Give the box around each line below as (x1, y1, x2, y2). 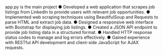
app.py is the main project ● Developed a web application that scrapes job (5, 4, 155, 10)
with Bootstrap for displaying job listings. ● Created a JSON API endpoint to (5, 24, 158, 30)
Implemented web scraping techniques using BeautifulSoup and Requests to (5, 14, 159, 20)
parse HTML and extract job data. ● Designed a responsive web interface (5, 19, 154, 25)
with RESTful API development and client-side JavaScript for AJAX (5, 40, 139, 45)
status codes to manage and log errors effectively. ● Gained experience (5, 34, 150, 40)
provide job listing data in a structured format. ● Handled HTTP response (5, 30, 152, 35)
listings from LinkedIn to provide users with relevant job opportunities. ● (5, 9, 150, 15)
